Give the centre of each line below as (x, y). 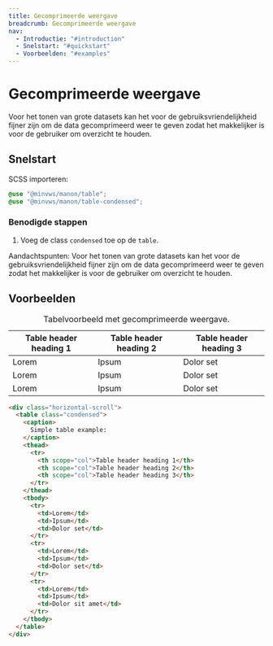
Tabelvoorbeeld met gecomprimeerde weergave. (136, 319)
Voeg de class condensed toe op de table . (89, 240)
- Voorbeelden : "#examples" (63, 54)
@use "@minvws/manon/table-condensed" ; (76, 201)
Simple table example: (68, 430)
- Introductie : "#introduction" (71, 39)
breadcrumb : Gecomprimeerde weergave (72, 24)
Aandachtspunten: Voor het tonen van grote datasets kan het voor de (124, 255)
